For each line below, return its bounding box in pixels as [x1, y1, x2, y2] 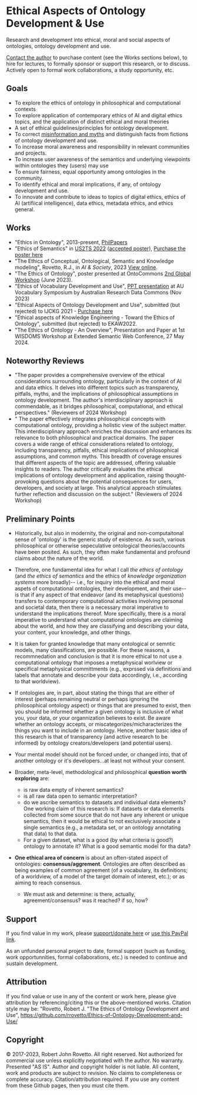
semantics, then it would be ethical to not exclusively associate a [23, 818, 181, 825]
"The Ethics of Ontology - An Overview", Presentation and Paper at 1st [14, 326, 185, 333]
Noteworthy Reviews [6, 356, 84, 366]
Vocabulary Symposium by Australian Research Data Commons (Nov [14, 288, 182, 296]
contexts [14, 105, 36, 113]
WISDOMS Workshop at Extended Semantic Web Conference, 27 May [14, 332, 184, 340]
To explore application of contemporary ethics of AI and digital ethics [14, 112, 182, 119]
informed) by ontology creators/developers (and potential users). [14, 739, 172, 747]
